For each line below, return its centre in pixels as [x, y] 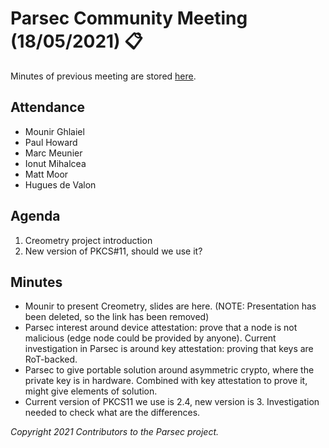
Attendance [48, 107]
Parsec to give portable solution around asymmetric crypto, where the [169, 370]
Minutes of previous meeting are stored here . [103, 76]
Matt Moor [46, 174]
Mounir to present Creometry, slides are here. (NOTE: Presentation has [170, 306]
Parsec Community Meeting [129, 18]
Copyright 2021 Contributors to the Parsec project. [115, 432]
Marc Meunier [53, 153]
